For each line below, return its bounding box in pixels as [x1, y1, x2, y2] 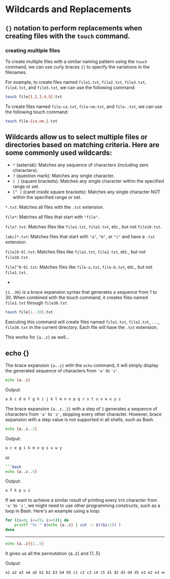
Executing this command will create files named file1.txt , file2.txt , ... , [5, 319, 160, 325]
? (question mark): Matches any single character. [12, 173, 115, 179]
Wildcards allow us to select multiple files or [5, 133, 148, 142]
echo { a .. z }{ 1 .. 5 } [5, 541, 44, 546]
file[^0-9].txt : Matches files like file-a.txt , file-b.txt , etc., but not [5, 264, 153, 270]
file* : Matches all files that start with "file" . [5, 214, 100, 220]
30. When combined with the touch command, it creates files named [5, 294, 148, 300]
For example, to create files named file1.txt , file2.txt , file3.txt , [5, 79, 147, 85]
